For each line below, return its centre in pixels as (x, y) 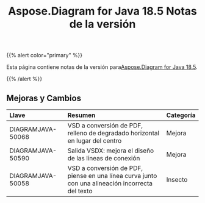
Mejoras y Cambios (44, 98)
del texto (80, 191)
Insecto (177, 180)
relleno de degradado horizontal (113, 133)
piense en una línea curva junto (112, 176)
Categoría (181, 115)
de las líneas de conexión (104, 158)
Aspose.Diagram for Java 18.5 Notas (103, 11)
